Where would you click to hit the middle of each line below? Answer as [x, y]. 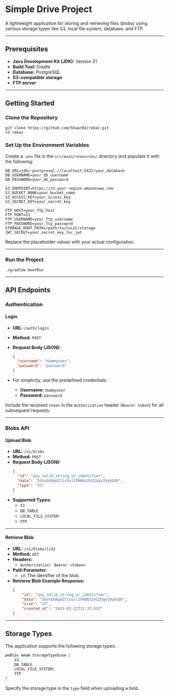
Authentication [24, 304]
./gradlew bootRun [24, 270]
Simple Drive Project [49, 9]
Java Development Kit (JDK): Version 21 [55, 61]
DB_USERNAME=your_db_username [37, 175]
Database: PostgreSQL [36, 72]
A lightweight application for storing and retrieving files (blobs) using [76, 23]
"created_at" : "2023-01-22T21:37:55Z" [62, 609]
